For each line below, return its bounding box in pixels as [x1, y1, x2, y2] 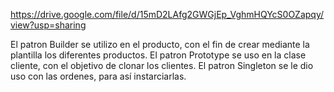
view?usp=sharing [10, 19, 87, 31]
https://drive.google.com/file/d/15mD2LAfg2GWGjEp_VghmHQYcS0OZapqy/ [10, 9, 325, 20]
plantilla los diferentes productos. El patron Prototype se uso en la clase [10, 49, 307, 61]
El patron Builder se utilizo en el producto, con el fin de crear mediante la [10, 39, 310, 50]
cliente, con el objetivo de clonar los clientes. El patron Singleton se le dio [10, 60, 314, 71]
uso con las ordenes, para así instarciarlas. [10, 70, 187, 82]
